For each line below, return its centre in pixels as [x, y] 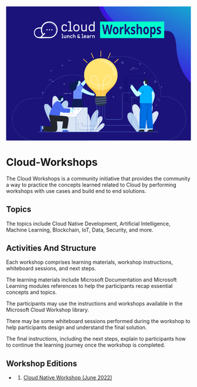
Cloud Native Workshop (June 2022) [68, 378]
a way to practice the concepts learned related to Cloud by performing [91, 185]
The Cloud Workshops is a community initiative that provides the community [98, 178]
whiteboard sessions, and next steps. [51, 269]
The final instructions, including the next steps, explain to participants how [96, 339]
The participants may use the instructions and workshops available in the [94, 304]
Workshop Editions [42, 363]
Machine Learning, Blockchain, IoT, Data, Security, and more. [80, 230]
